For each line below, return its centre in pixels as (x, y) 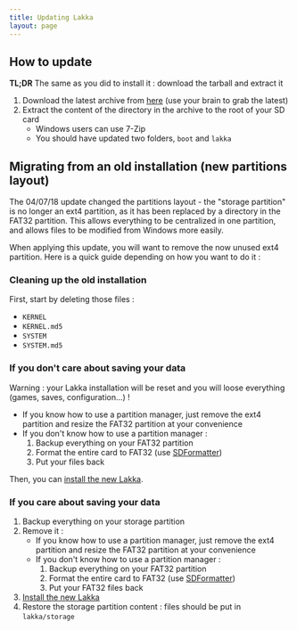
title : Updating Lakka (51, 17)
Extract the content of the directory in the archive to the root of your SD (153, 110)
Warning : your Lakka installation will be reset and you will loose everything (147, 388)
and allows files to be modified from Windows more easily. (117, 230)
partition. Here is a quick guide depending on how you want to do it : (135, 257)
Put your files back (70, 462)
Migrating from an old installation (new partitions (148, 166)
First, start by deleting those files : (72, 299)
